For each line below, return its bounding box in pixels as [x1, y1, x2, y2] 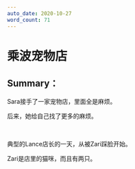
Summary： [7, 78, 59, 89]
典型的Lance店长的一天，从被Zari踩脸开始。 [7, 139, 132, 148]
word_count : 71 [7, 16, 51, 23]
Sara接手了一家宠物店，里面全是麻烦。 [7, 97, 116, 105]
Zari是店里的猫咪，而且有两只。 [7, 154, 97, 162]
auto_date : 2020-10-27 [7, 10, 72, 17]
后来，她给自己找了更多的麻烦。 [7, 111, 97, 120]
